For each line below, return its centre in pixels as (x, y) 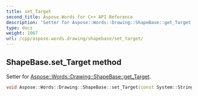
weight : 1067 (22, 33)
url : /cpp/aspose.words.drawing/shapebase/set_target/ (75, 39)
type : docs (19, 28)
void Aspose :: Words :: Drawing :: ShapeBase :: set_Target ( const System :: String (100, 87)
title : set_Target (29, 11)
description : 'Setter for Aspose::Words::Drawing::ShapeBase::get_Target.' (101, 22)
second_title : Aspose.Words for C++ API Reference (70, 17)
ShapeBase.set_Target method (64, 62)
